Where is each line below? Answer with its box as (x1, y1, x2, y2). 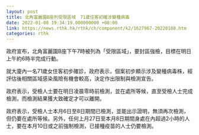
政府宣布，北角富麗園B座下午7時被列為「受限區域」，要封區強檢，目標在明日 (6, 48, 192, 55)
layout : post (6, 8, 38, 15)
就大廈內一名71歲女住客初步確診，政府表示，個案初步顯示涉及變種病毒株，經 (6, 67, 193, 75)
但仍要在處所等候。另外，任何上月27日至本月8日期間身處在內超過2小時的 (6, 115, 185, 122)
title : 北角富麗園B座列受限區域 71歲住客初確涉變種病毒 (6, 14, 130, 20)
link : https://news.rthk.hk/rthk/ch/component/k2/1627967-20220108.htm (6, 25, 187, 31)
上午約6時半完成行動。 (6, 55, 62, 62)
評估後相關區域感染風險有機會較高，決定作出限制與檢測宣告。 (6, 75, 157, 82)
